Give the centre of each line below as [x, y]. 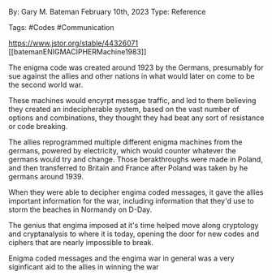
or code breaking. [38, 126]
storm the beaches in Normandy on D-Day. [80, 209]
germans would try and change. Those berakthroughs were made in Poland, [136, 159]
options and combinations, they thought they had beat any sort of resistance [136, 118]
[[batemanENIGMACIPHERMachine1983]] [78, 52]
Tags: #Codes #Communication [61, 27]
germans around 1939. [46, 177]
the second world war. [46, 85]
